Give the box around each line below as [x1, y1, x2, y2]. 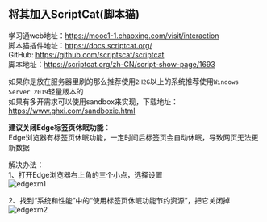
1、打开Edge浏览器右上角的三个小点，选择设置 [8, 170, 163, 179]
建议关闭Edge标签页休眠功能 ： [8, 122, 111, 132]
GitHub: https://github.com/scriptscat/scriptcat [8, 49, 165, 59]
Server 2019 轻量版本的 [8, 86, 84, 96]
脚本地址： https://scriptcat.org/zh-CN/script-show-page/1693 [8, 59, 215, 69]
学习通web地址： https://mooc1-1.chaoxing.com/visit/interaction [8, 31, 219, 40]
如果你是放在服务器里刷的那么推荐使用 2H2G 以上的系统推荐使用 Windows [8, 76, 240, 86]
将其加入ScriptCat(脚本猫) [8, 7, 140, 22]
